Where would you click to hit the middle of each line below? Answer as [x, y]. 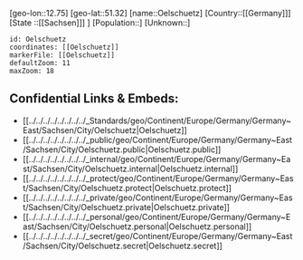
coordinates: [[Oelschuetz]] [64, 47]
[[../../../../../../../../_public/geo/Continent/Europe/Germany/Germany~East [157, 140]
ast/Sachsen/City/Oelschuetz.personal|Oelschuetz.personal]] [137, 226]
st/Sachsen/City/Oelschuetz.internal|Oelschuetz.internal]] [130, 169]
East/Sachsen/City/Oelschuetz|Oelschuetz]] [104, 130]
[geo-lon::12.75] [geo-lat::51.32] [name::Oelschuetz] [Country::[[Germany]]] [150, 13]
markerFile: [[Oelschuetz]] [62, 55]
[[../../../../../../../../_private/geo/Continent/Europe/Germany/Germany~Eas [157, 197]
